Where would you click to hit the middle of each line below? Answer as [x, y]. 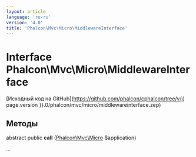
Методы [22, 124]
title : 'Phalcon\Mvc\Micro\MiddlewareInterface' [67, 28]
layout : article [26, 12]
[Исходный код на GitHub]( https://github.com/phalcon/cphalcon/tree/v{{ [95, 99]
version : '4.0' [25, 22]
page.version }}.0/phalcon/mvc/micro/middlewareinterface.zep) [84, 105]
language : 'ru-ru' [29, 17]
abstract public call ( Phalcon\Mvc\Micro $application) [71, 138]
